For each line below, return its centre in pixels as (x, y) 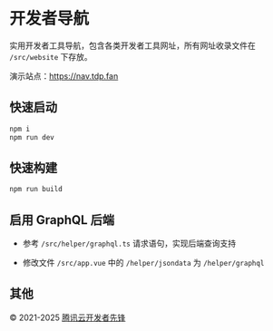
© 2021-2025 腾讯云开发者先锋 (68, 317)
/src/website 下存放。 (51, 56)
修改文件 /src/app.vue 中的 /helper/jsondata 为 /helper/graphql (143, 263)
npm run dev (32, 137)
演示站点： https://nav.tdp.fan (64, 76)
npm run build (36, 190)
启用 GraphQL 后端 (62, 220)
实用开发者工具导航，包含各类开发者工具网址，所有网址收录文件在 (132, 45)
